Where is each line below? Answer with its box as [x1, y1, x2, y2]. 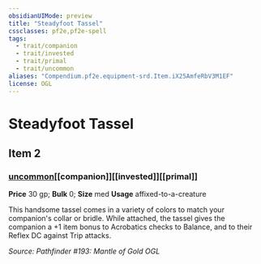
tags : [8, 34, 27, 43]
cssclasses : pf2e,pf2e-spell [8, 27, 107, 35]
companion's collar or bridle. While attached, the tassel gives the [8, 214, 225, 224]
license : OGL [8, 79, 53, 87]
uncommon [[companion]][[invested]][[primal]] [8, 171, 199, 182]
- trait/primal [15, 57, 67, 66]
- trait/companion [15, 42, 79, 50]
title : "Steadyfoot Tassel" [8, 19, 104, 28]
